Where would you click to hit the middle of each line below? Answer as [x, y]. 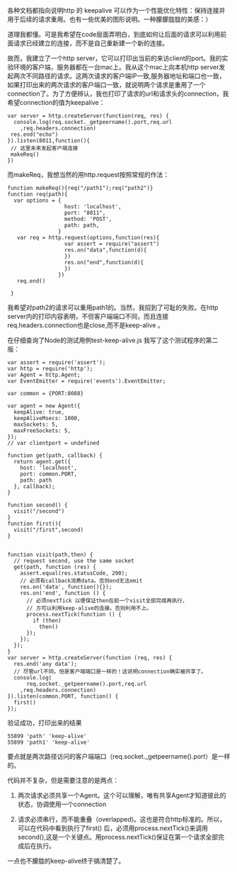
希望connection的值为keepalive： [56, 102]
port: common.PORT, [49, 474]
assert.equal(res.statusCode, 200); [74, 573]
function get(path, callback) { [55, 455]
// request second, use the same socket [74, 561]
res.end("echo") [34, 135]
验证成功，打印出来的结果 [45, 723]
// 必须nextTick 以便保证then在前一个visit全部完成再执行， [107, 601]
